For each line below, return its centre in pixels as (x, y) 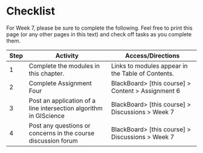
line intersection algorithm (66, 108)
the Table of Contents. (142, 73)
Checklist (31, 11)
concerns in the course (62, 133)
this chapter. (47, 73)
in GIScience (47, 116)
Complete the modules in (64, 66)
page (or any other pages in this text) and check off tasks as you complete (99, 34)
